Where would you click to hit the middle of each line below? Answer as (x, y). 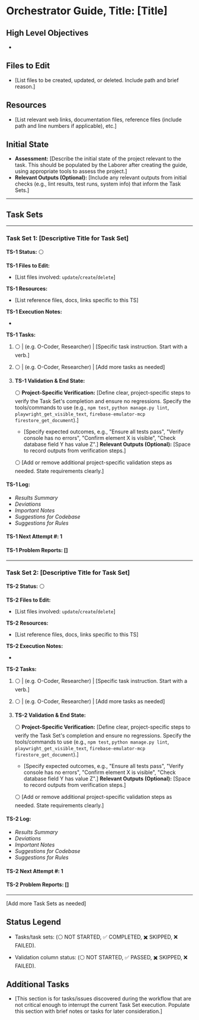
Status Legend (33, 922)
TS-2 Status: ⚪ (25, 586)
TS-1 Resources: (27, 288)
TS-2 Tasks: (21, 669)
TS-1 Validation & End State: (50, 380)
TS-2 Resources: (27, 623)
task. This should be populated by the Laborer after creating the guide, (101, 165)
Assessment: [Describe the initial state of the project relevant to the (98, 159)
